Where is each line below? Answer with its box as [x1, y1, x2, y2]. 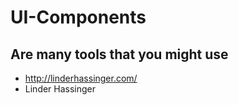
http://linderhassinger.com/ [24, 72, 138, 84]
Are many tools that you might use [10, 46, 229, 63]
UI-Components [10, 6, 147, 29]
